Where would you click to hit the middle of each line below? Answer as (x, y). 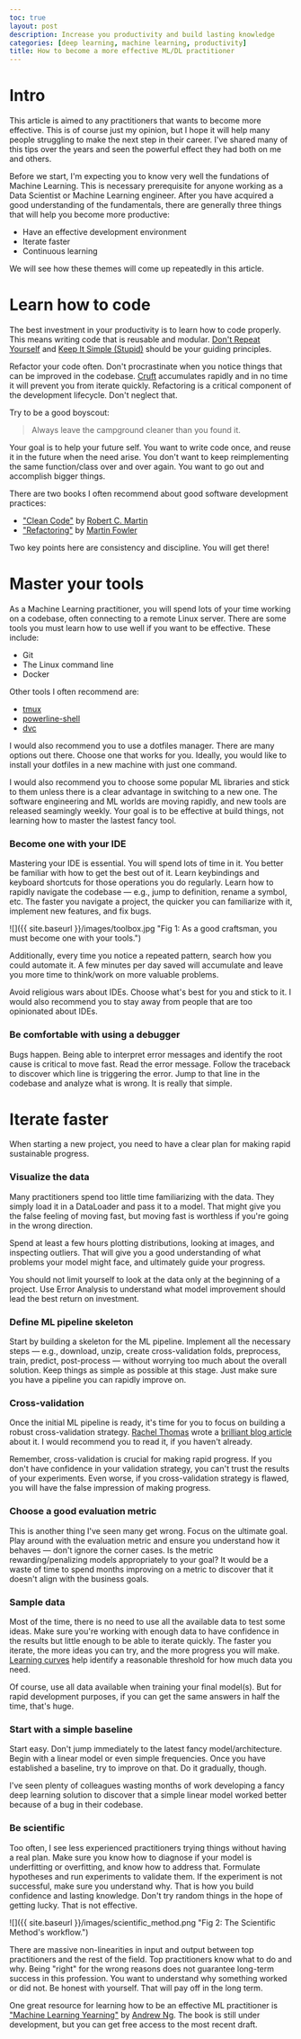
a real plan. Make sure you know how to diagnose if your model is (131, 1857)
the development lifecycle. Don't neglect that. (93, 395)
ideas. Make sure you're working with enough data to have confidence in (144, 1631)
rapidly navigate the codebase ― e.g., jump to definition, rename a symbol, (148, 892)
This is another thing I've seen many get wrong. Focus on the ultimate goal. (149, 1530)
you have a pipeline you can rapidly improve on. (98, 1380)
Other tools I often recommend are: (74, 691)
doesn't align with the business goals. (80, 1579)
